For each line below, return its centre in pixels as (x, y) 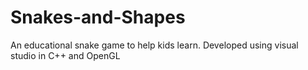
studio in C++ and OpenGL (65, 55)
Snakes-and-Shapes (98, 17)
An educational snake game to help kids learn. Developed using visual (154, 45)
